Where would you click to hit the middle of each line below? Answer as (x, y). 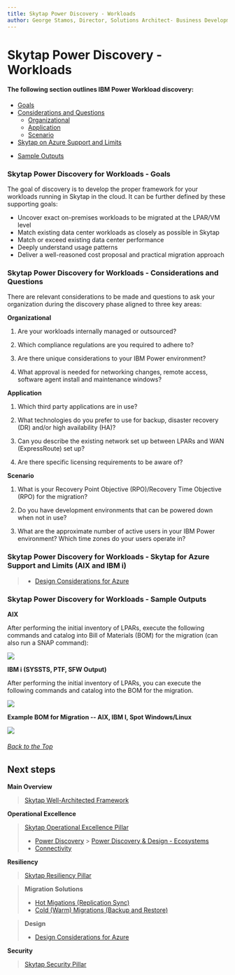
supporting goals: (33, 204)
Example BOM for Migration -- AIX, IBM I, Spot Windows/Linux (100, 717)
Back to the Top (30, 746)
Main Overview (30, 786)
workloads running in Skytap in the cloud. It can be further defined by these (116, 197)
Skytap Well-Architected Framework (77, 800)
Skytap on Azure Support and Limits (70, 142)
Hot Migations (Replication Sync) (82, 902)
